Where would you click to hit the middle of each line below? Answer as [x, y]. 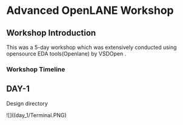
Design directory [27, 103]
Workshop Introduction [51, 33]
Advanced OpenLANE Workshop [90, 11]
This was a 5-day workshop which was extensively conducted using [91, 47]
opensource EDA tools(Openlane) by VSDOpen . [66, 54]
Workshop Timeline [36, 69]
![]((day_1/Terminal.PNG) [36, 115]
